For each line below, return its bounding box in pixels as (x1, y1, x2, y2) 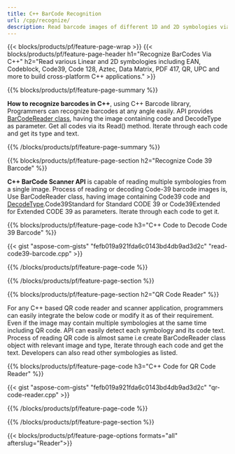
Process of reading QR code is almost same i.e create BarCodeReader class (7, 334, 226, 342)
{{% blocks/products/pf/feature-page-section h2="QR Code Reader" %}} (7, 291, 220, 299)
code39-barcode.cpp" (7, 250, 72, 258)
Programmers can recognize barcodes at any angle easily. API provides (7, 107, 213, 116)
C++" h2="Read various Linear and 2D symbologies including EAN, (7, 58, 201, 66)
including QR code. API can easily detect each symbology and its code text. (7, 326, 226, 335)
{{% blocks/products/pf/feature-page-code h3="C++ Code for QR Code (7, 362, 216, 370)
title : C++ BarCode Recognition (7, 10, 101, 18)
